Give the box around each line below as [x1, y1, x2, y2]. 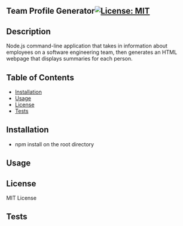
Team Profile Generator [6, 6, 95, 16]
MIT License [6, 194, 37, 201]
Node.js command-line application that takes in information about [6, 43, 167, 50]
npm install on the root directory [14, 140, 94, 147]
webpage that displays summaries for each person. [6, 55, 133, 62]
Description [6, 26, 51, 37]
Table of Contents [6, 73, 75, 83]
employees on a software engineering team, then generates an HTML [6, 49, 178, 56]
